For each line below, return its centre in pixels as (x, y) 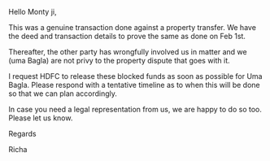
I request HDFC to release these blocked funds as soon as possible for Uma (135, 76)
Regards (22, 134)
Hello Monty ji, (33, 12)
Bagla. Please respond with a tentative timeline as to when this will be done (134, 85)
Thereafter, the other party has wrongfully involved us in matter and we (128, 52)
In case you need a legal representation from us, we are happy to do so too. (135, 109)
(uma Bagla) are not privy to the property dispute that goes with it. (119, 61)
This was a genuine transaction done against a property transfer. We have (132, 27)
